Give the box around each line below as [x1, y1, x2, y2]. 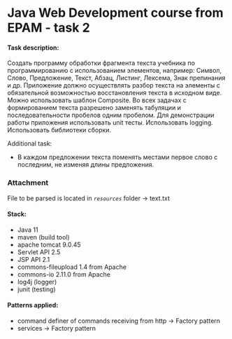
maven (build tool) [17, 233, 70, 241]
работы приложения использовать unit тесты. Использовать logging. [7, 118, 213, 127]
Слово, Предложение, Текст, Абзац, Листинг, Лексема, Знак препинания [7, 74, 226, 82]
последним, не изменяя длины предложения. [17, 160, 154, 169]
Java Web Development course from [7, 5, 224, 21]
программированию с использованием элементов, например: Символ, [7, 67, 222, 75]
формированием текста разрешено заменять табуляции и [7, 104, 182, 112]
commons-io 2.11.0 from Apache [17, 270, 110, 278]
